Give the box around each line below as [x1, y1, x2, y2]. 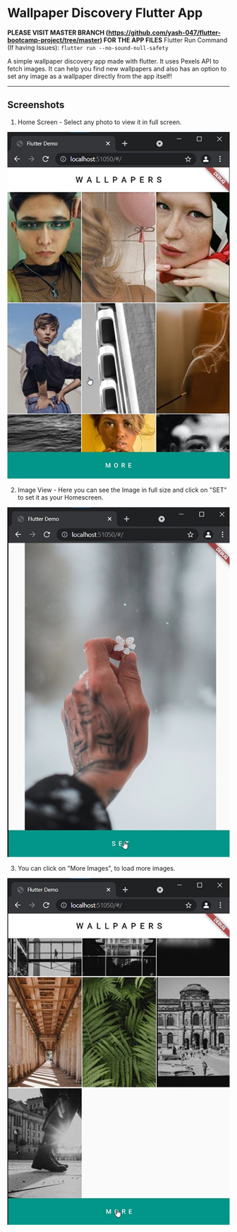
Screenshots [7, 99, 65, 111]
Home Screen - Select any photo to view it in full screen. [17, 118, 182, 126]
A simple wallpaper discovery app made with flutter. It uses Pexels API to [7, 56, 219, 65]
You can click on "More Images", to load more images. [17, 864, 176, 873]
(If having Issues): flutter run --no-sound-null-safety [7, 43, 169, 52]
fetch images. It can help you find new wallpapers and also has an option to [7, 64, 227, 73]
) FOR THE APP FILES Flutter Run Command [99, 35, 228, 44]
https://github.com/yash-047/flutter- [108, 28, 221, 37]
